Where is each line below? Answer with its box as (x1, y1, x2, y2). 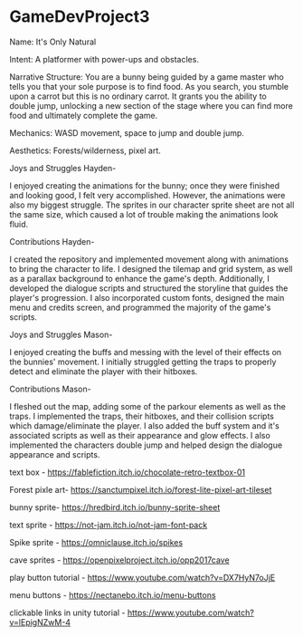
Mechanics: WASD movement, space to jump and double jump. (9, 127, 244, 138)
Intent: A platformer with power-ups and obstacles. (9, 53, 199, 64)
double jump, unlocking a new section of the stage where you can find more (9, 100, 294, 111)
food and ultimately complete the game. (9, 110, 158, 121)
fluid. (9, 218, 29, 229)
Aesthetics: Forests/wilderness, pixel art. (9, 145, 161, 156)
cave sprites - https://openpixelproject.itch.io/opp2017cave (9, 555, 230, 565)
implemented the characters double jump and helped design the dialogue (9, 439, 283, 450)
